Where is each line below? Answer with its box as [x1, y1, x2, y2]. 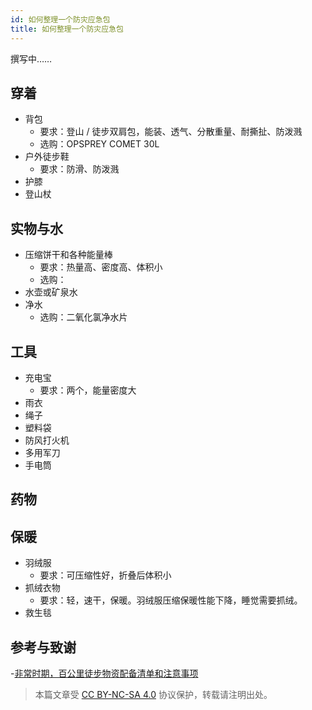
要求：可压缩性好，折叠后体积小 [39, 569, 172, 581]
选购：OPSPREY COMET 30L [39, 138, 160, 150]
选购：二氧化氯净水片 [39, 311, 128, 323]
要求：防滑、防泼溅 [39, 163, 120, 175]
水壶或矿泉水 [24, 286, 78, 298]
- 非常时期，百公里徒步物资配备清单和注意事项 [10, 667, 199, 679]
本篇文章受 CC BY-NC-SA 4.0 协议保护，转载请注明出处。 [34, 688, 273, 700]
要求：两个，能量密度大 [39, 384, 137, 396]
